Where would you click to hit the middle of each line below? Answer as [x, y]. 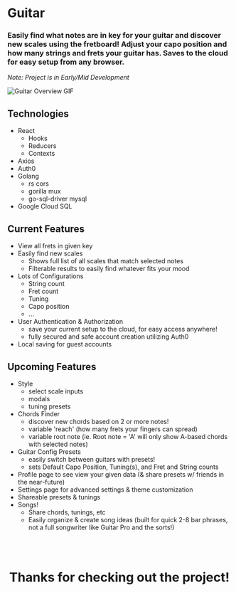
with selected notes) [58, 444]
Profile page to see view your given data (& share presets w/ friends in [121, 474]
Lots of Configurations [50, 276]
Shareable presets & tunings [59, 497]
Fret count [43, 291]
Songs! [28, 504]
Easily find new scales [50, 253]
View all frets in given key [55, 246]
